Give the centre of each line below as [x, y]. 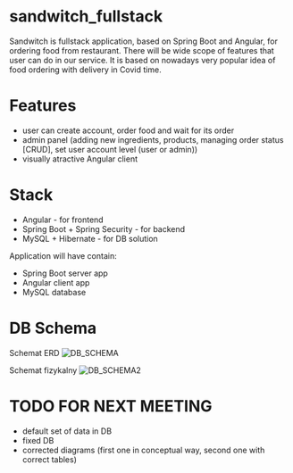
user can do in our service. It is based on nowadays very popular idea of [142, 60]
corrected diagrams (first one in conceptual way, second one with [143, 450]
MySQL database [54, 292]
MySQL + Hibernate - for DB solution [90, 238]
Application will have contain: [63, 255]
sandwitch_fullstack [86, 17]
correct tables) [50, 459]
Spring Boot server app [65, 273]
